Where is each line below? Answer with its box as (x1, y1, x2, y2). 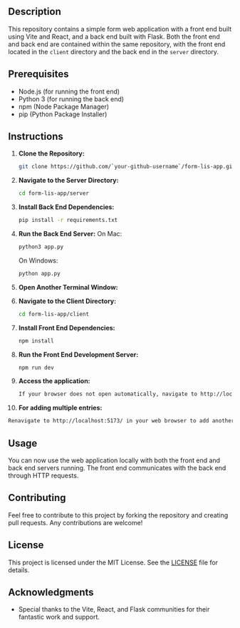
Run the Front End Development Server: (18, 350, 139, 359)
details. (8, 565, 30, 574)
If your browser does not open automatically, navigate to (18, 390, 198, 398)
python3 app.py (18, 243, 64, 250)
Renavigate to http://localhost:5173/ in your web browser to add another (8, 417, 235, 425)
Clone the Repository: (18, 149, 85, 158)
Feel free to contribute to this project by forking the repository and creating (8, 510, 229, 520)
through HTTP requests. (8, 471, 79, 480)
